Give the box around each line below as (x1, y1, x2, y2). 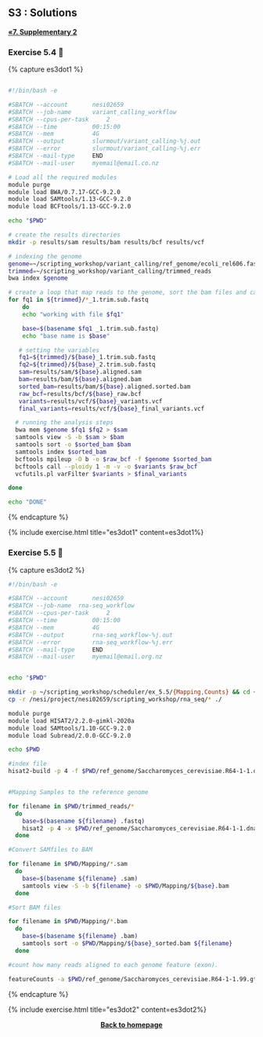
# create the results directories (8, 231, 121, 239)
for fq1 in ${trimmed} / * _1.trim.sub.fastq (8, 296, 149, 304)
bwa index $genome (8, 274, 68, 282)
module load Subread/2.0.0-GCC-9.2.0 (8, 731, 131, 739)
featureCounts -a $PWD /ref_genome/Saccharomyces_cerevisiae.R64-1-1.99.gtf (8, 975, 261, 983)
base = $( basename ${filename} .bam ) (22, 933, 139, 940)
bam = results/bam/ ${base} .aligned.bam (18, 376, 142, 383)
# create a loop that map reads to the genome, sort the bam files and (8, 288, 247, 297)
